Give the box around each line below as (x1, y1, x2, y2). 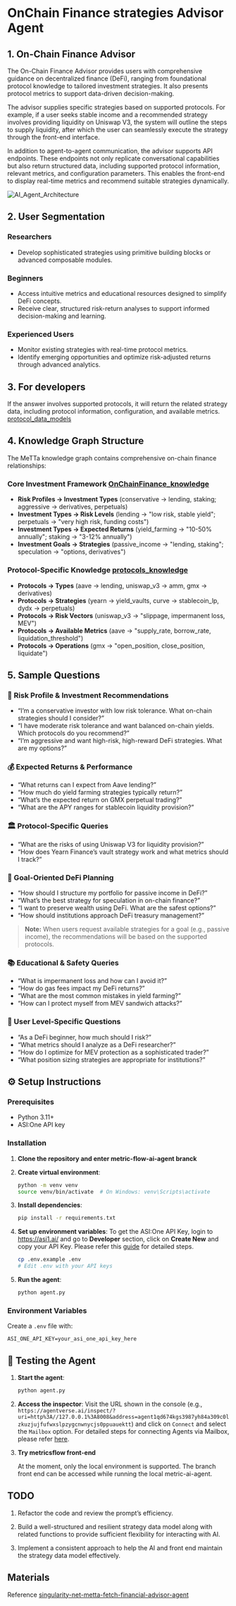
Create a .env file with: (7, 1322, 73, 1331)
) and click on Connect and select (131, 1420, 227, 1428)
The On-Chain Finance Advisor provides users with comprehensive (7, 67, 203, 75)
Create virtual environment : (17, 1167, 101, 1177)
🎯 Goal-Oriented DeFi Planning (7, 872, 114, 882)
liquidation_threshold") (17, 634, 83, 642)
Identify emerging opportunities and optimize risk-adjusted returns (17, 353, 211, 362)
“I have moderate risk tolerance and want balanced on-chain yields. (17, 722, 215, 730)
